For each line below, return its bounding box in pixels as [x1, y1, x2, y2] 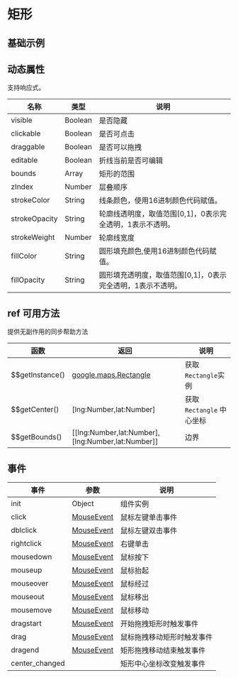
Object [72, 498, 94, 508]
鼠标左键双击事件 [120, 526, 178, 536]
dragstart [11, 618, 42, 628]
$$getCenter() [11, 405, 59, 415]
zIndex [11, 182, 34, 192]
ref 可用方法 [7, 307, 60, 319]
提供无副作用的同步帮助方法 [7, 327, 89, 336]
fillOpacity [11, 275, 45, 285]
